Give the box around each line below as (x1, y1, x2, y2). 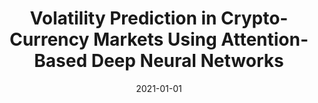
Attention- (220, 28, 309, 51)
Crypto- (220, 7, 289, 30)
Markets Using (92, 28, 218, 51)
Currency (9, 28, 90, 51)
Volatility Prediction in (29, 7, 218, 30)
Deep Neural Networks (90, 50, 284, 72)
